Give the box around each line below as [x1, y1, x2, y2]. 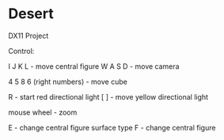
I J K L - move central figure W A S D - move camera [8, 61, 180, 71]
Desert [8, 5, 54, 23]
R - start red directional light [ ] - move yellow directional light [8, 92, 208, 101]
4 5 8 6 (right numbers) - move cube [8, 77, 128, 86]
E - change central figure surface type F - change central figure [8, 123, 216, 132]
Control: [8, 46, 35, 55]
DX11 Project [8, 31, 49, 40]
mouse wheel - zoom [8, 108, 78, 117]
